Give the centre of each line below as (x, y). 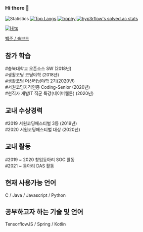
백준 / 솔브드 (17, 39)
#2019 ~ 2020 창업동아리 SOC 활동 (40, 159)
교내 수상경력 (24, 110)
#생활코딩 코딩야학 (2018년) (32, 75)
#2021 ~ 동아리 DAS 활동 (30, 166)
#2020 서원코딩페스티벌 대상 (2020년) (43, 129)
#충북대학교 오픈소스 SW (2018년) (38, 68)
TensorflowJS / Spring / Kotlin (35, 224)
